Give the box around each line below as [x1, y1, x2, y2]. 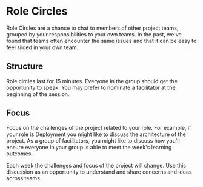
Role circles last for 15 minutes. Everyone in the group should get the [6, 77, 178, 84]
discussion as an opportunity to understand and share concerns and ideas [6, 168, 192, 175]
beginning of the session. [6, 90, 70, 98]
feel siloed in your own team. [6, 44, 79, 51]
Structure [6, 61, 44, 72]
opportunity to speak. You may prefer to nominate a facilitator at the [6, 84, 176, 91]
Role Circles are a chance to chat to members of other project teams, [6, 24, 179, 32]
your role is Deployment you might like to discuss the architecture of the [6, 131, 186, 138]
